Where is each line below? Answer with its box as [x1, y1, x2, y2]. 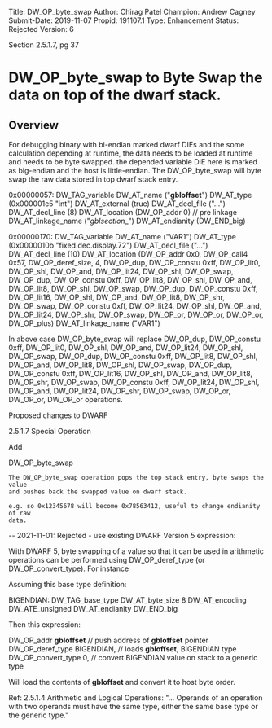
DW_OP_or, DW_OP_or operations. [8, 395, 124, 404]
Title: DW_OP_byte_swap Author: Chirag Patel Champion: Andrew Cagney [8, 7, 256, 16]
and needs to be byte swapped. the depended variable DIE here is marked [8, 157, 258, 166]
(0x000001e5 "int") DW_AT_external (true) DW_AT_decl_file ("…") [8, 199, 226, 208]
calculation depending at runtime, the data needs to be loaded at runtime [8, 148, 253, 158]
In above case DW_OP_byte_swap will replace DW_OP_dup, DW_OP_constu [8, 334, 261, 344]
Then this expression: [8, 620, 81, 629]
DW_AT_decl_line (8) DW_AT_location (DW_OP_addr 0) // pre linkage [8, 208, 238, 217]
